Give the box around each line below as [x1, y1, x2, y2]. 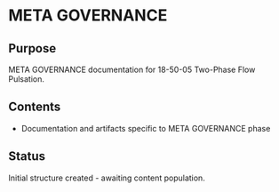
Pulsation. [8, 74, 45, 84]
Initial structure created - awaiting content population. [8, 172, 205, 183]
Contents [8, 100, 61, 115]
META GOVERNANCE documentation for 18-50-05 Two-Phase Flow [8, 64, 256, 75]
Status [8, 148, 46, 164]
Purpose [8, 41, 57, 56]
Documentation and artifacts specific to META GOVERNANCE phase [20, 123, 271, 133]
